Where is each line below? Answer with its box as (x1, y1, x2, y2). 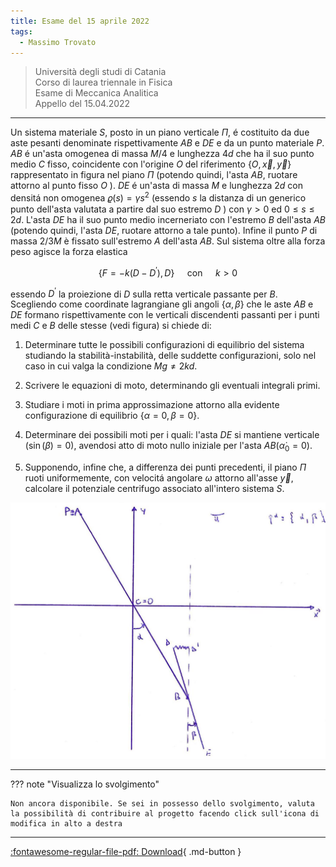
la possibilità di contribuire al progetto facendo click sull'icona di (10, 808, 320, 819)
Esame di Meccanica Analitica (34, 87, 159, 99)
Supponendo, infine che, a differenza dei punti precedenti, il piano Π (24, 461, 307, 474)
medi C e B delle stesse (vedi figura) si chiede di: (10, 320, 212, 332)
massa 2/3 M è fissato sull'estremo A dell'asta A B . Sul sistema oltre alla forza (10, 235, 326, 247)
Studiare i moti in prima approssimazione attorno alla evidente (24, 399, 280, 411)
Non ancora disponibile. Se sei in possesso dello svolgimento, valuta (10, 798, 315, 809)
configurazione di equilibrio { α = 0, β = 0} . (24, 410, 200, 422)
